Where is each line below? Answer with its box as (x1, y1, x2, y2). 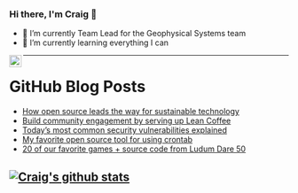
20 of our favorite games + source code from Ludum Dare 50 (21, 143, 247, 154)
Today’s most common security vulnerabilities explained (21, 125, 228, 135)
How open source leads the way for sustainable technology (21, 106, 239, 117)
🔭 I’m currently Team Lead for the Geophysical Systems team (21, 28, 247, 39)
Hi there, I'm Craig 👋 (9, 8, 98, 20)
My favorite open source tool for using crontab (21, 135, 193, 145)
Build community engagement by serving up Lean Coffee (21, 115, 231, 127)
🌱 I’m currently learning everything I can (21, 37, 169, 48)
